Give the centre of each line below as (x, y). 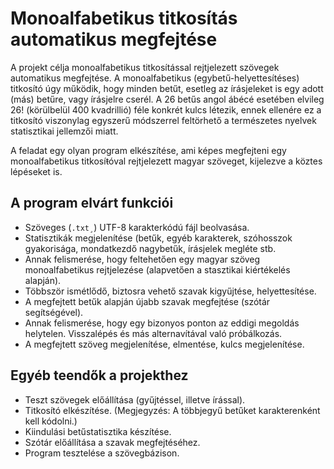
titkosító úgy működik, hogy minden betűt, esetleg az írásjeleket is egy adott (167, 88)
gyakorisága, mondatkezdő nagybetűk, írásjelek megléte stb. (150, 248)
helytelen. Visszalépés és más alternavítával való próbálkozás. (153, 333)
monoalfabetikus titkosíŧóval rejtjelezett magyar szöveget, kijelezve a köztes (166, 161)
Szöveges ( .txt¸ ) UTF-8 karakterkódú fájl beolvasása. (137, 227)
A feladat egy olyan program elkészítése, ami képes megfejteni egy (148, 150)
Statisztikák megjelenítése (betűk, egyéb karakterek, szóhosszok (158, 238)
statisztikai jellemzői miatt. (64, 131)
